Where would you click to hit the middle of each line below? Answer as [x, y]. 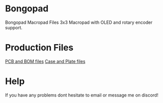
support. [14, 27]
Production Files [39, 48]
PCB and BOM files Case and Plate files [45, 61]
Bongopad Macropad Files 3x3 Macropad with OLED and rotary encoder [79, 22]
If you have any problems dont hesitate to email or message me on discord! [82, 95]
